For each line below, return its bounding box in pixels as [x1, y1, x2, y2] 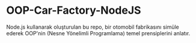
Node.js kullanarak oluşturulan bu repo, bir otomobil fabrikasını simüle [6, 23, 179, 30]
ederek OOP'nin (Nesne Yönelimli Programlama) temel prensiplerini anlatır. [6, 29, 191, 36]
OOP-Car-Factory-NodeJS [6, 4, 141, 17]
